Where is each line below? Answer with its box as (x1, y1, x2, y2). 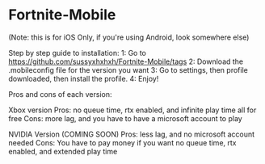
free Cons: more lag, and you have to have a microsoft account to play (8, 113, 242, 123)
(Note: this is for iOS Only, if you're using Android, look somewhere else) (8, 32, 250, 42)
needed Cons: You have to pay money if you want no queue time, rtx (8, 137, 237, 147)
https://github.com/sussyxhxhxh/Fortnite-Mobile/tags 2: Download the (8, 57, 244, 66)
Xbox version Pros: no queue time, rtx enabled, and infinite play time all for (8, 105, 257, 115)
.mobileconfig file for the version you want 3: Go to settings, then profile (8, 65, 248, 74)
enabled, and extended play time (8, 146, 118, 156)
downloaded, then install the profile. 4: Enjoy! (8, 74, 159, 83)
